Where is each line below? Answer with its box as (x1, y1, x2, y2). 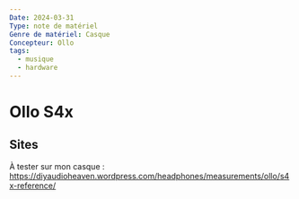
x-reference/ (9, 180, 57, 191)
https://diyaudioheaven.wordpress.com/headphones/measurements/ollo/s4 (9, 170, 290, 181)
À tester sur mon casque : (9, 160, 105, 171)
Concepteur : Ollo (9, 38, 75, 48)
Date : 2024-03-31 (9, 13, 75, 22)
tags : (9, 47, 30, 56)
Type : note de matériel (9, 22, 99, 30)
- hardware (17, 64, 58, 73)
